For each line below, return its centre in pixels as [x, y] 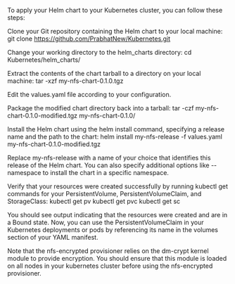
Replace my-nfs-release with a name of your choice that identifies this [109, 158]
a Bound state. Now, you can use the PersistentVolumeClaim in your [106, 222]
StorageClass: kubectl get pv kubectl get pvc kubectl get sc [94, 201]
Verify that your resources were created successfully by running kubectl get [118, 186]
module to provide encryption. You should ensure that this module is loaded [117, 258]
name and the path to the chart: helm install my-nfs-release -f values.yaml [115, 137]
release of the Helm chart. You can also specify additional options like [108, 165]
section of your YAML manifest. [53, 237]
